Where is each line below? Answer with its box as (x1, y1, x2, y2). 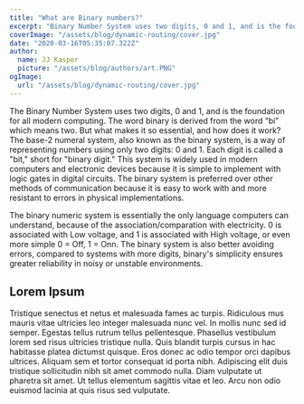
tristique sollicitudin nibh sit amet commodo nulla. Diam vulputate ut (9, 366, 262, 377)
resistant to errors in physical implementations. (9, 192, 185, 203)
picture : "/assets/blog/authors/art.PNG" (17, 64, 176, 73)
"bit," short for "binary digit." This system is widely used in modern (9, 153, 258, 164)
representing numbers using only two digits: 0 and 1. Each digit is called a (9, 144, 283, 155)
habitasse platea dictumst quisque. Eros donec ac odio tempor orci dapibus (9, 346, 291, 358)
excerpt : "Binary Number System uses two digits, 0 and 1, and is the (9, 22, 281, 31)
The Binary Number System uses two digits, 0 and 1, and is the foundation (9, 105, 285, 116)
